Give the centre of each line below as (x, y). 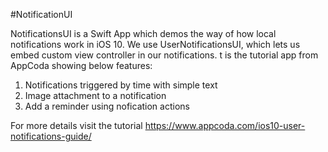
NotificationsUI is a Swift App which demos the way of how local (143, 33)
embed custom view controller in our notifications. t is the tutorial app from (164, 55)
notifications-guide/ (51, 136)
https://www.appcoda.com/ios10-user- (225, 125)
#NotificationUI (41, 14)
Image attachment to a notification (95, 95)
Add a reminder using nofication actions (107, 106)
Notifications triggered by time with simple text (121, 85)
